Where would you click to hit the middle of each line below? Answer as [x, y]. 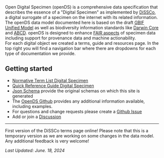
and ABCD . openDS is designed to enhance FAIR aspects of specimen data [80, 33]
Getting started [29, 69]
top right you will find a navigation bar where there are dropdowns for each [81, 48]
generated [22, 96]
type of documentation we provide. [40, 53]
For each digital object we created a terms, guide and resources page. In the [82, 43]
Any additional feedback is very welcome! [47, 141]
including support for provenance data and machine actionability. [71, 38]
